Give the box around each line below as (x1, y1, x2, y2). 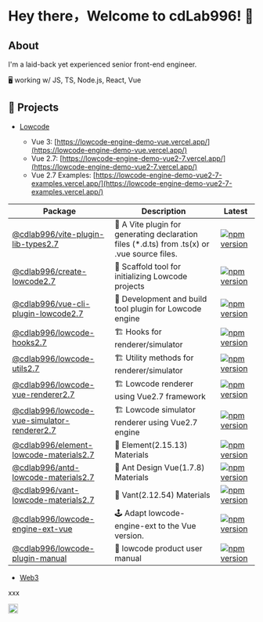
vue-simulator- (12, 415, 70, 426)
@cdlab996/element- (12, 439, 93, 450)
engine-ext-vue (12, 523, 73, 534)
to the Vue (157, 520, 196, 531)
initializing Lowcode (114, 271, 188, 282)
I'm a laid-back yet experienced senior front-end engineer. (8, 60, 197, 69)
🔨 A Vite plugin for (114, 219, 182, 230)
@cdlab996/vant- (12, 484, 80, 495)
